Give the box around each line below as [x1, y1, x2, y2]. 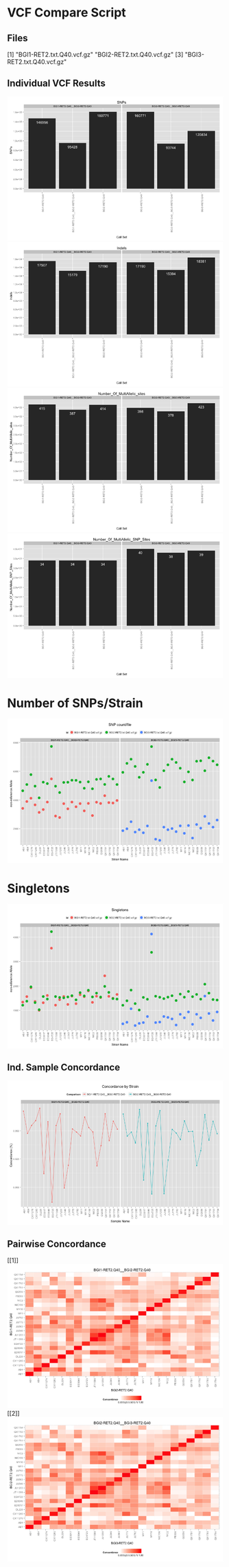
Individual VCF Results [7, 78, 106, 89]
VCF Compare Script [7, 5, 127, 21]
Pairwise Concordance [7, 1238, 106, 1249]
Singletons [7, 880, 70, 896]
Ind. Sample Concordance [7, 1062, 121, 1073]
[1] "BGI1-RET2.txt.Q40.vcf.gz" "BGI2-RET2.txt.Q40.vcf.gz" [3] [7, 50, 184, 58]
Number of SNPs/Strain [7, 696, 143, 711]
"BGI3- [184, 50, 204, 58]
